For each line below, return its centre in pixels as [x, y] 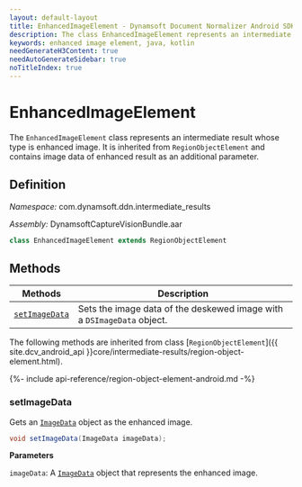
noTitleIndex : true [46, 68]
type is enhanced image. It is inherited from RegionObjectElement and [137, 147]
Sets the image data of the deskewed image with [181, 309]
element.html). [36, 362]
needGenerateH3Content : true [64, 51]
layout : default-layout [54, 18]
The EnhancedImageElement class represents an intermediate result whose [145, 137]
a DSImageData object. [123, 320]
